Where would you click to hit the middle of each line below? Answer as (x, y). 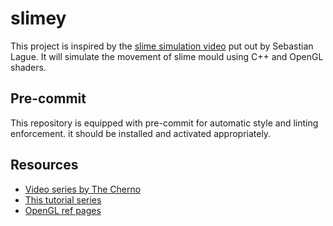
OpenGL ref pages (63, 210)
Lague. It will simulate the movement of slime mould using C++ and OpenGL (167, 56)
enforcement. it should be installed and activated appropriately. (141, 133)
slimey (38, 18)
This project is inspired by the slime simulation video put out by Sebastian (162, 46)
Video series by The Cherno (83, 189)
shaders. (28, 67)
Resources (44, 165)
